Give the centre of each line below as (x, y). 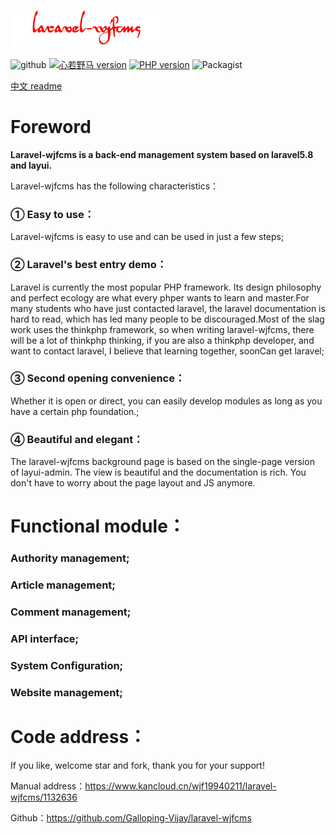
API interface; (45, 638)
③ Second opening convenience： (98, 378)
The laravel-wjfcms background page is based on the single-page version (162, 462)
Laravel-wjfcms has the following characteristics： (115, 186)
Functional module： (98, 526)
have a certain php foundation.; (75, 411)
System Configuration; (67, 665)
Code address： (78, 737)
